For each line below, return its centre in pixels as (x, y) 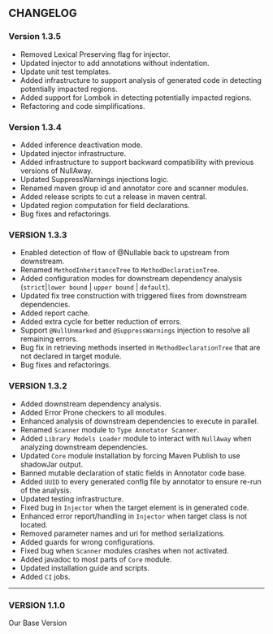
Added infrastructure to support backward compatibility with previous (137, 162)
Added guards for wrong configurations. (88, 542)
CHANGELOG (43, 13)
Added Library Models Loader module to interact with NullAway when (136, 438)
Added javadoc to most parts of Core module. (96, 559)
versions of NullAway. (56, 171)
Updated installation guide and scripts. (85, 567)
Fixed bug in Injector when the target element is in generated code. (134, 507)
